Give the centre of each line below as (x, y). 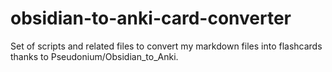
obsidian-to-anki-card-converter (151, 18)
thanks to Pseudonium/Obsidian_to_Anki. (94, 56)
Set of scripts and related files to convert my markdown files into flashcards (166, 46)
